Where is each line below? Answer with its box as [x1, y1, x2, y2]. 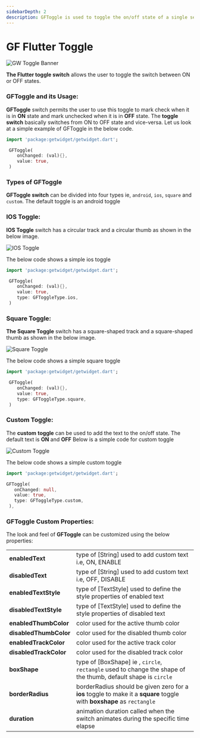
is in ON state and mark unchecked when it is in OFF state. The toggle [6, 112, 179, 119]
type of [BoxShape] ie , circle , [76, 658, 162, 666]
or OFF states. [6, 77, 41, 85]
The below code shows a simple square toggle [6, 357, 121, 364]
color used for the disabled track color [76, 648, 183, 656]
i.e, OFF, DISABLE [76, 575, 126, 584]
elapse [76, 722, 95, 730]
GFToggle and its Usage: [6, 92, 79, 101]
